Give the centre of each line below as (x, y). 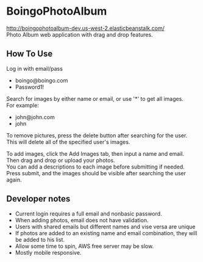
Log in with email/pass (34, 68)
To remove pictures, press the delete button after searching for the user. (97, 135)
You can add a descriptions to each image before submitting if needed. (95, 167)
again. (14, 180)
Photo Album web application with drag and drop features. (80, 34)
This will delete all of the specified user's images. (68, 142)
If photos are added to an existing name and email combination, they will (106, 233)
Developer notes (38, 199)
